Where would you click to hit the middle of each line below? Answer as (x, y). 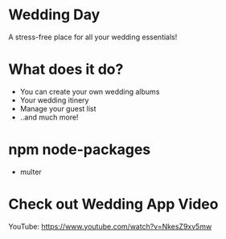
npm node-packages (80, 150)
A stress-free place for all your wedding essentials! (93, 37)
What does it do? (66, 69)
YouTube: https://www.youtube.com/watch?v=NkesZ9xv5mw (110, 226)
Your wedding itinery (54, 100)
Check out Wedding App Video (113, 204)
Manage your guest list (58, 108)
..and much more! (49, 117)
